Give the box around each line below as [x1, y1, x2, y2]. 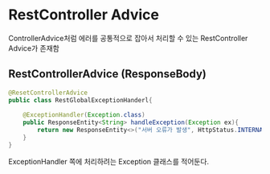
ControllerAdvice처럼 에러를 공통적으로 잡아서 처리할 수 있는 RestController [8, 33, 248, 43]
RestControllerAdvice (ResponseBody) [8, 67, 207, 81]
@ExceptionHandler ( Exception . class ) [22, 111, 146, 119]
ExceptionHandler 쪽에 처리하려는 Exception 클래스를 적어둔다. [8, 156, 210, 166]
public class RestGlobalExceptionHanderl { [8, 96, 153, 104]
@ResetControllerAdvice [8, 89, 88, 97]
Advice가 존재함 [8, 43, 60, 53]
